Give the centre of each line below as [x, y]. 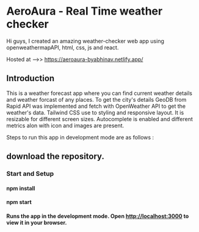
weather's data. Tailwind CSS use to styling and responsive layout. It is [95, 112]
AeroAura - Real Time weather [85, 11]
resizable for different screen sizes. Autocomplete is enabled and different [100, 119]
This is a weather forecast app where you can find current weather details [99, 93]
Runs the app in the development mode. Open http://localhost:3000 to [98, 216]
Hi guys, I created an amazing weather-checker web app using [85, 41]
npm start [19, 202]
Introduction [31, 78]
